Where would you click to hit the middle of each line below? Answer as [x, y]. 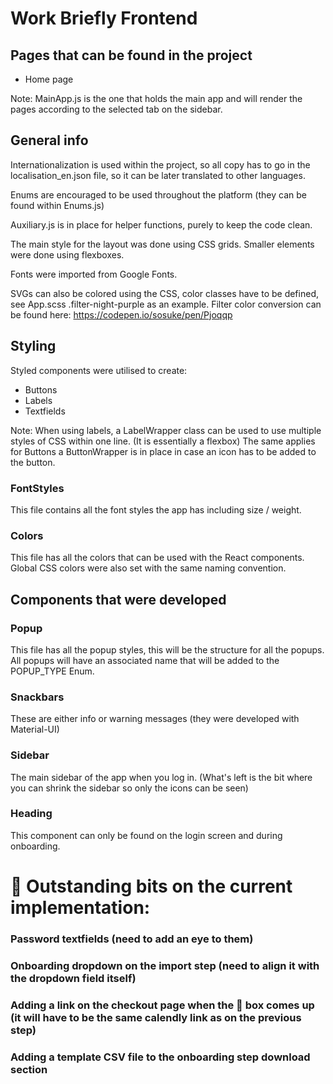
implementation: [80, 907]
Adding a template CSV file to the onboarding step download [160, 1057]
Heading [31, 814]
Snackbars [37, 697]
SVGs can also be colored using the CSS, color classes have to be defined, [164, 293]
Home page [49, 79]
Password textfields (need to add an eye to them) [132, 939]
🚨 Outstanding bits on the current [151, 886]
